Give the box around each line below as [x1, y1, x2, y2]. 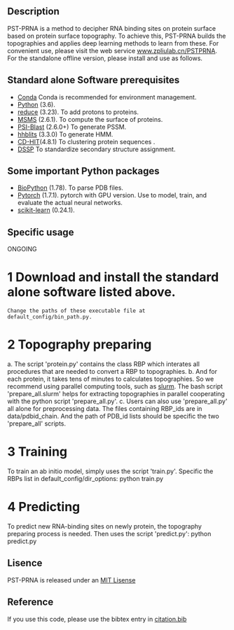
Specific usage [7, 226, 74, 238]
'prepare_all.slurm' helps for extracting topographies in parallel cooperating [7, 390, 226, 398]
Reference [7, 596, 54, 608]
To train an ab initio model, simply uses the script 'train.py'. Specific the [7, 467, 214, 475]
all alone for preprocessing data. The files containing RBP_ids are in [7, 405, 202, 413]
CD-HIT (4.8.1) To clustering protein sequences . [17, 137, 156, 146]
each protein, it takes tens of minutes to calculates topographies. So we [7, 374, 214, 384]
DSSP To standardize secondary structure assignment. [17, 145, 176, 153]
